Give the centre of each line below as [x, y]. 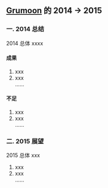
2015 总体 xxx [23, 155]
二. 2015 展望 [25, 142]
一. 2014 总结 [25, 29]
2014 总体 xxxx [25, 43]
